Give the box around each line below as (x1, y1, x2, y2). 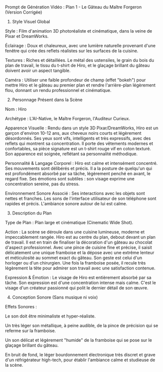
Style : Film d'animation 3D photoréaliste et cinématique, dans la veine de (5, 28, 152, 34)
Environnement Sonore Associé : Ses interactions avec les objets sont (5, 191, 145, 196)
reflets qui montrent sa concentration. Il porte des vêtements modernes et (5, 141, 153, 146)
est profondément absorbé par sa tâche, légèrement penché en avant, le (5, 171, 151, 177)
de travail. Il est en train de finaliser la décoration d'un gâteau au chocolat (5, 239, 152, 245)
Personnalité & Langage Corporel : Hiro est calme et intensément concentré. (5, 160, 158, 166)
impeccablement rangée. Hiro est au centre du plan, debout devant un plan (5, 234, 156, 240)
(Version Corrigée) (5, 9, 42, 15)
